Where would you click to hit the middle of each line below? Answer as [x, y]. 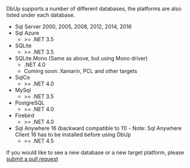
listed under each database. [41, 15]
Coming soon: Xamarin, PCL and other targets [81, 71]
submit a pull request [32, 159]
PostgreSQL [30, 103]
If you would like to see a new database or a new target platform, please [95, 152]
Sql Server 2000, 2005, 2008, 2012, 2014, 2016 [73, 27]
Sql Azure [27, 33]
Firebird [25, 115]
